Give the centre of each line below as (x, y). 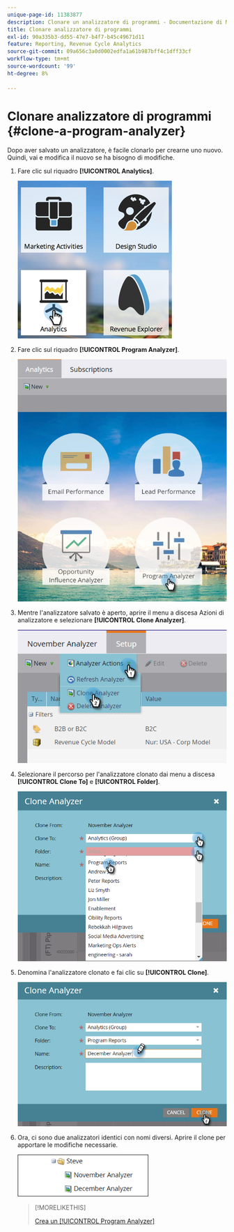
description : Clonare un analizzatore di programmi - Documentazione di (115, 22)
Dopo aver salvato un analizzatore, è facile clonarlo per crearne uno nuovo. (115, 151)
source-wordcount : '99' (42, 66)
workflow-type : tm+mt (39, 59)
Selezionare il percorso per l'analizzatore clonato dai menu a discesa (116, 774)
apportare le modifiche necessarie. (68, 1145)
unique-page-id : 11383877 (45, 15)
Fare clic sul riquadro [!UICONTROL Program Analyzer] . (98, 350)
